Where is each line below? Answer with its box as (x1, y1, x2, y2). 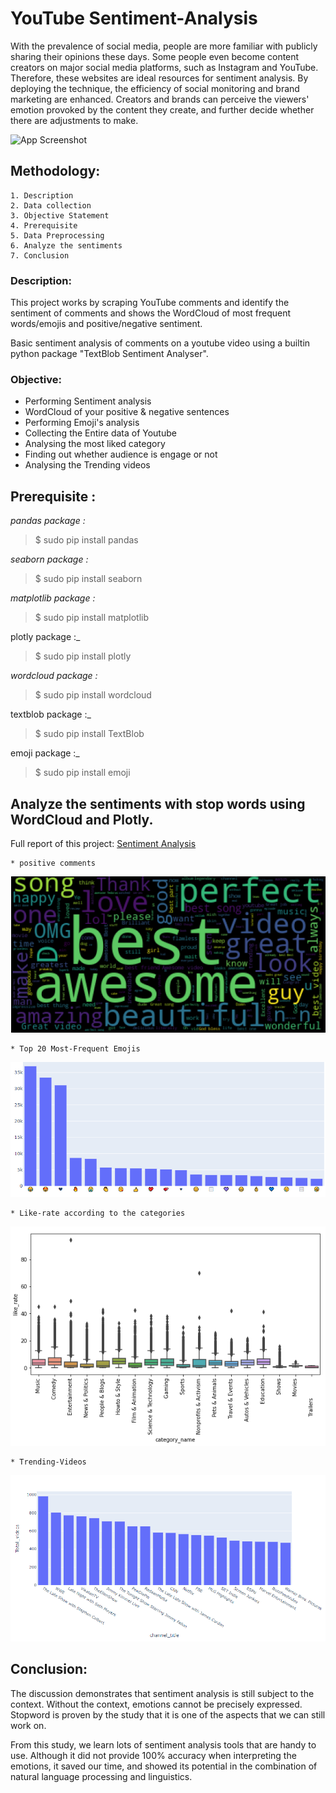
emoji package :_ (10, 747, 80, 759)
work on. (10, 1719, 47, 1731)
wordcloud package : (10, 670, 98, 682)
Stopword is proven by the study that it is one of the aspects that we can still (10, 1708, 326, 1721)
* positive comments (10, 858, 97, 868)
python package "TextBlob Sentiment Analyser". (10, 348, 209, 360)
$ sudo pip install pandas (34, 534, 139, 546)
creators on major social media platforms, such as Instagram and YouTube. (10, 61, 319, 73)
